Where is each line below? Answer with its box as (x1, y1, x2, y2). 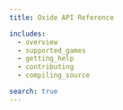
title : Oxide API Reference (9, 13, 115, 22)
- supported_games (17, 46, 87, 55)
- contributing (17, 63, 75, 72)
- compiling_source (17, 71, 91, 80)
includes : (9, 29, 47, 38)
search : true (9, 87, 58, 96)
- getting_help (17, 55, 75, 63)
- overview (17, 38, 58, 47)
